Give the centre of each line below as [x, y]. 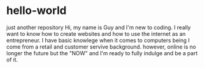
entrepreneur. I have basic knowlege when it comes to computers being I [98, 40]
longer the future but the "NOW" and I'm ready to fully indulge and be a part [102, 53]
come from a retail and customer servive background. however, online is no [101, 47]
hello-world [37, 11]
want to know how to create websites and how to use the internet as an [96, 33]
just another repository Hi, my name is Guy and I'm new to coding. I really [99, 27]
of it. [12, 59]
